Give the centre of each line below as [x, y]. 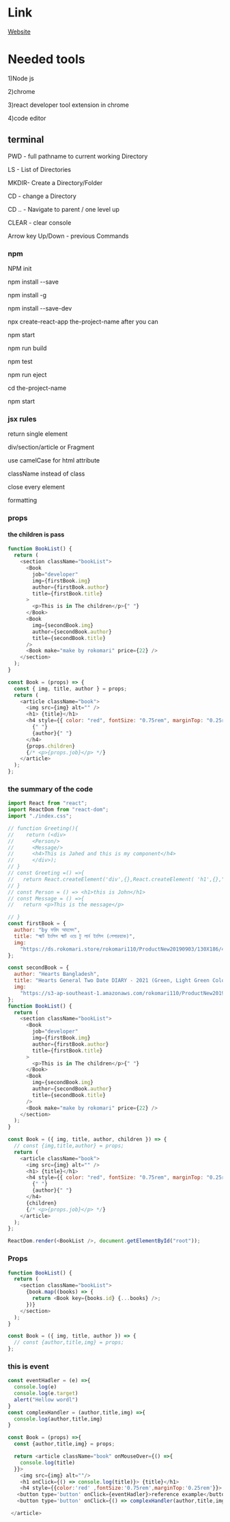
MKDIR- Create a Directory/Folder [55, 182]
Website [19, 32]
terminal [26, 139]
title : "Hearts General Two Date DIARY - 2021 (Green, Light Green [112, 981]
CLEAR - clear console [40, 222]
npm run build [27, 348]
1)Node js [21, 78]
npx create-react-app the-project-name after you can [83, 321]
